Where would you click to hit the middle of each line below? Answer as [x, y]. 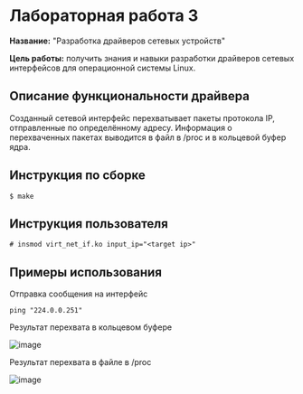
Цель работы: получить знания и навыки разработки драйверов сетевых [152, 58]
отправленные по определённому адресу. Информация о [121, 127]
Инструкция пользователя [89, 224]
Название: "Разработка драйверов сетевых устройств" [118, 41]
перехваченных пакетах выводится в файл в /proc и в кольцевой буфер [148, 137]
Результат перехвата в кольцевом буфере [91, 327]
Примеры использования [86, 272]
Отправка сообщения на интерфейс [79, 294]
